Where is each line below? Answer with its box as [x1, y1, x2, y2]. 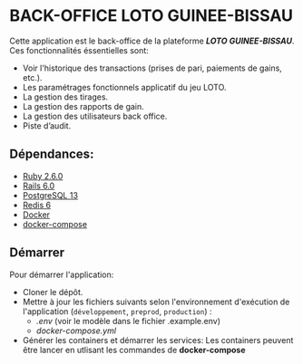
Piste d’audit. [22, 120, 72, 131]
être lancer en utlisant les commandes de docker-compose [22, 344, 247, 355]
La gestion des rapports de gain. [22, 101, 145, 111]
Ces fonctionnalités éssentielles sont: [9, 44, 150, 55]
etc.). [22, 72, 43, 82]
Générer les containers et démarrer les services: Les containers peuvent [22, 334, 294, 345]
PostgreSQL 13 [22, 189, 79, 200]
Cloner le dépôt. [22, 286, 83, 297]
